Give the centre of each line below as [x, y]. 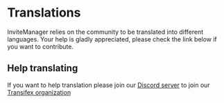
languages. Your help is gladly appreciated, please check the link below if [112, 39]
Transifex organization [39, 92]
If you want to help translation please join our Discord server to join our [109, 85]
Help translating [43, 68]
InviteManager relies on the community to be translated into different [105, 32]
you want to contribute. [41, 46]
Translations [44, 13]
